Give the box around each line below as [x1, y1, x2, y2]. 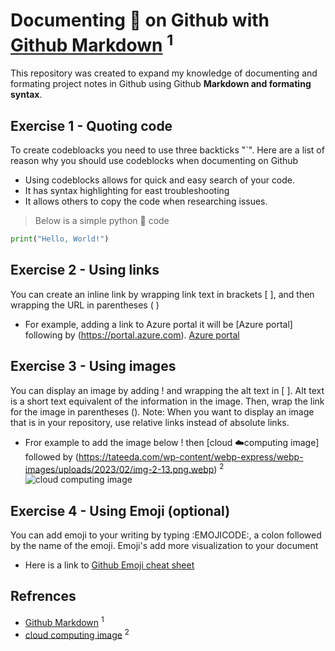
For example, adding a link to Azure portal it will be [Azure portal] [24, 318, 293, 330]
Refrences [10, 588, 77, 605]
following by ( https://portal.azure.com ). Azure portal [24, 329, 240, 341]
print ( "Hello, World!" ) [10, 234, 110, 244]
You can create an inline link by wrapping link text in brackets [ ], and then [10, 288, 315, 300]
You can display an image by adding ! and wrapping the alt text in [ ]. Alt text [10, 384, 325, 396]
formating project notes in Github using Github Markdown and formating [10, 78, 312, 90]
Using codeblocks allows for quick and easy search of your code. [24, 174, 296, 186]
